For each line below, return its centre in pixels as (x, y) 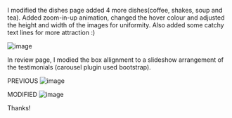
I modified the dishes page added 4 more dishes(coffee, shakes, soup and (115, 10)
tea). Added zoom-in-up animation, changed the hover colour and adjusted (116, 18)
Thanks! (19, 108)
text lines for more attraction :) (51, 32)
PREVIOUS (23, 81)
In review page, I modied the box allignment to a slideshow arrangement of (116, 60)
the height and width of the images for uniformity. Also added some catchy (116, 25)
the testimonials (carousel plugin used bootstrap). (79, 67)
